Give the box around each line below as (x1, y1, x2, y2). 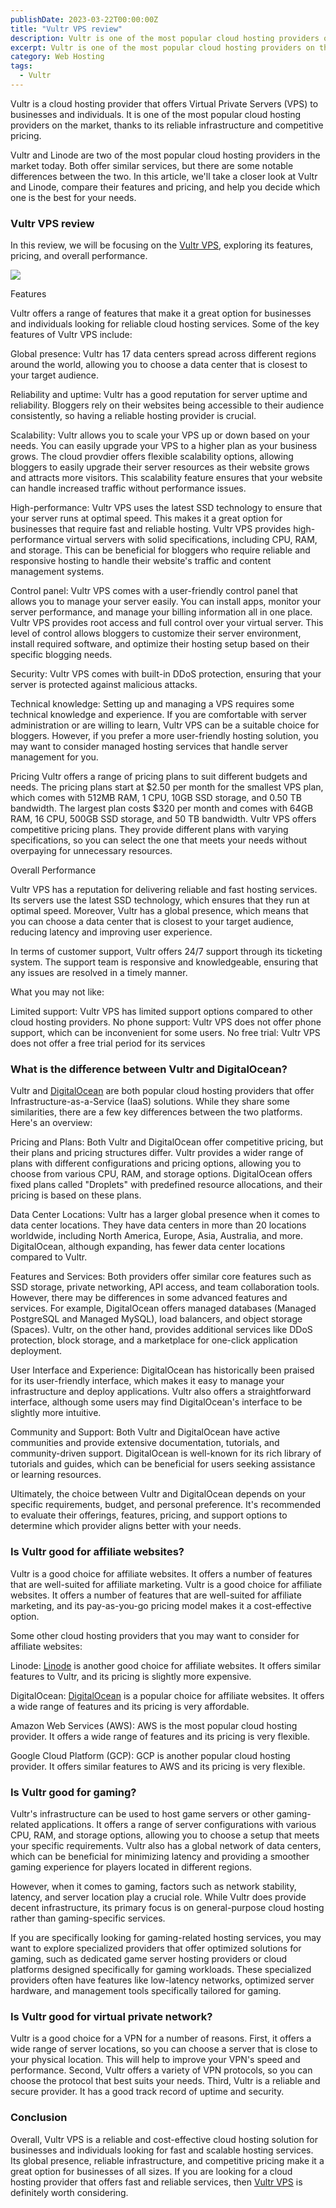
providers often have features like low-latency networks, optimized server (10, 1974, 315, 1986)
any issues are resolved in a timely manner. (10, 967, 188, 979)
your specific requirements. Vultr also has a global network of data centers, (10, 1840, 322, 1852)
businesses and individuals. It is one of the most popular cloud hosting (10, 108, 302, 120)
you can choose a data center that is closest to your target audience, (10, 916, 294, 928)
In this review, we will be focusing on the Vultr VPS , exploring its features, (10, 239, 314, 251)
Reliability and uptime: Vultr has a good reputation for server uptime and (10, 389, 308, 401)
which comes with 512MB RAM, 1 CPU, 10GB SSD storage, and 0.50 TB (10, 792, 302, 804)
